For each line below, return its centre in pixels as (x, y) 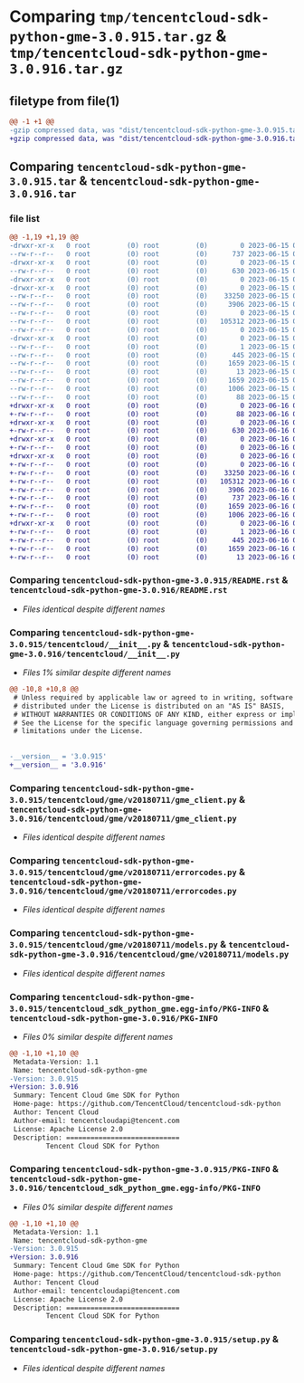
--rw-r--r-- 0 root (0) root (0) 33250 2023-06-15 (149, 296)
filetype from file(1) (65, 101)
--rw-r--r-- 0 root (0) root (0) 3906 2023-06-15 (149, 305)
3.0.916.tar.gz (66, 69)
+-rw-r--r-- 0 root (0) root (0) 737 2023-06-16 (149, 498)
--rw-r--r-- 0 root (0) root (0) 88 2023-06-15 (149, 397)
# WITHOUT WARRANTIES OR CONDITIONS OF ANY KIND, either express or (145, 714)
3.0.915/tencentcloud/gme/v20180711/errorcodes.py (123, 872)
